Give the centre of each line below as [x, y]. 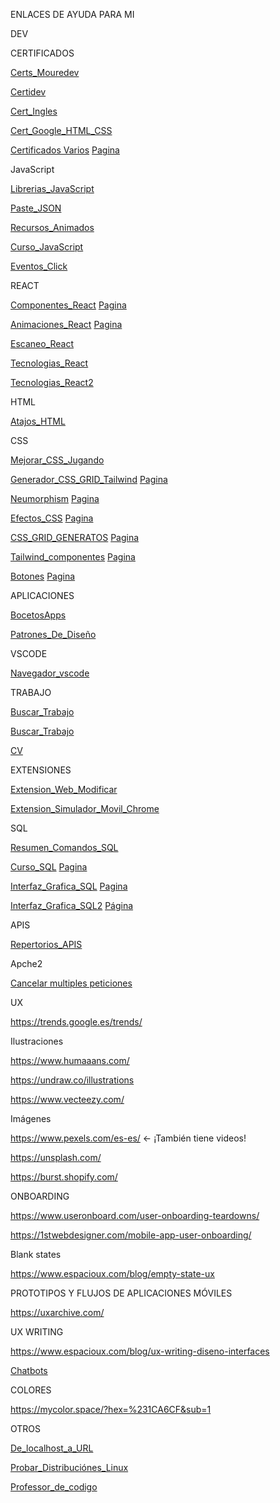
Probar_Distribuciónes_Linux [69, 1467]
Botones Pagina [43, 576]
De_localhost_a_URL [52, 1448]
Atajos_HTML [38, 421]
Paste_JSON [36, 208]
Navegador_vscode [50, 673]
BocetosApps [38, 615]
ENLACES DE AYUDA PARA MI [72, 14]
